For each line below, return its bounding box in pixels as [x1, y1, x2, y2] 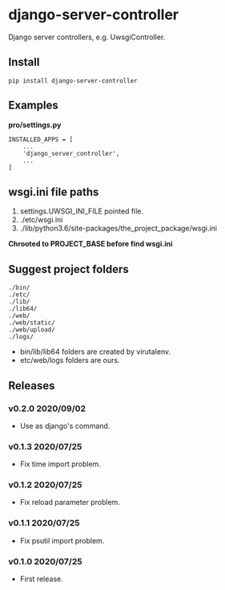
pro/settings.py [8, 120, 62, 129]
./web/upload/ [8, 326, 56, 334]
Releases [8, 379, 55, 393]
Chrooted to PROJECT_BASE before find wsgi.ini [8, 239, 173, 249]
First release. [19, 574, 63, 584]
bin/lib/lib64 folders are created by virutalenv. [19, 347, 171, 356]
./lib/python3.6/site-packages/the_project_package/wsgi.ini [19, 223, 218, 234]
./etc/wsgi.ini [19, 215, 63, 225]
